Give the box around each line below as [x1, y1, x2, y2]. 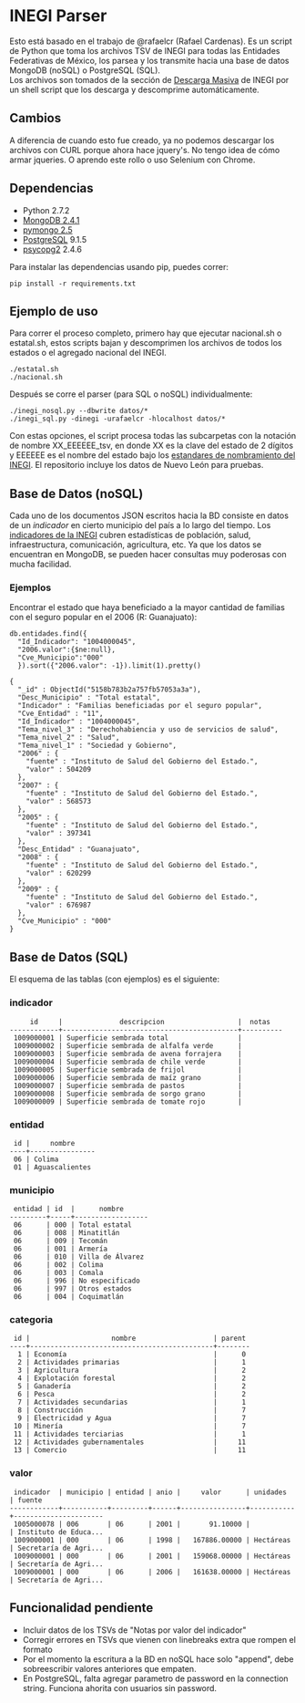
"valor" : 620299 [25, 868, 92, 878]
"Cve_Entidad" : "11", [17, 709, 104, 719]
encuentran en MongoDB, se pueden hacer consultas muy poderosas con [9, 549, 287, 560]
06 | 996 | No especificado [13, 1276, 141, 1286]
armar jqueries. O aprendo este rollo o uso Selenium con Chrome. [9, 154, 256, 165]
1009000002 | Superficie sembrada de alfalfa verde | [13, 1041, 243, 1050]
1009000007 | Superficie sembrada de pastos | [13, 1081, 243, 1090]
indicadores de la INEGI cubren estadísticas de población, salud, [9, 530, 251, 541]
